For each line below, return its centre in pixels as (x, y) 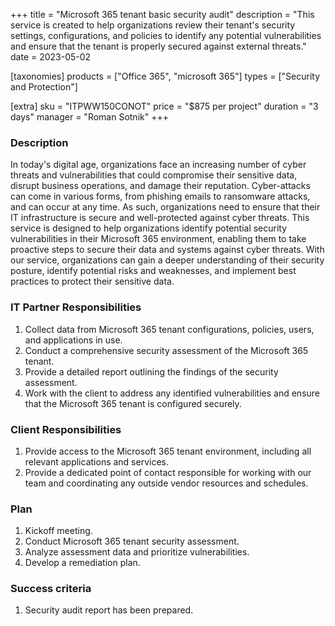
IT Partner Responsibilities (76, 307)
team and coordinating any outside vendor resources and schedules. (166, 483)
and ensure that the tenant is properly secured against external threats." (158, 46)
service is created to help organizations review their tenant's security (153, 25)
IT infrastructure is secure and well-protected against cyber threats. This (160, 218)
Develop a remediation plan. (82, 563)
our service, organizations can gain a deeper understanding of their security (167, 260)
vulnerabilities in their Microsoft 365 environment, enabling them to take (158, 239)
